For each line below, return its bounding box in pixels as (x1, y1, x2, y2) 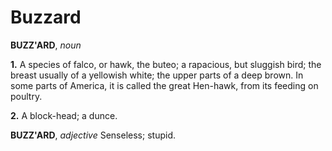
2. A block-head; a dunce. (10, 109, 118, 121)
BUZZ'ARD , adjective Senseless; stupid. (10, 129, 176, 141)
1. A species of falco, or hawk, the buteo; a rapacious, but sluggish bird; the (10, 58, 322, 70)
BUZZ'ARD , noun (10, 39, 82, 51)
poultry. (10, 90, 43, 102)
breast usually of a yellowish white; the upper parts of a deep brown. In (10, 69, 304, 81)
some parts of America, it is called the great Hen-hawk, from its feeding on (10, 79, 319, 91)
